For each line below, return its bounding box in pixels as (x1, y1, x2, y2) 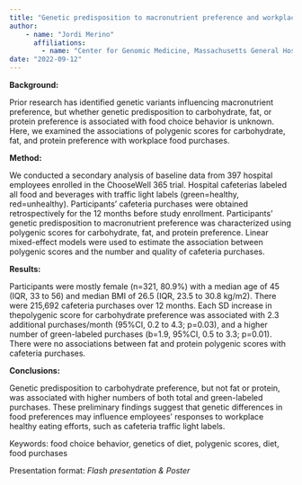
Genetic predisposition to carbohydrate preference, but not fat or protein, (9, 383, 280, 393)
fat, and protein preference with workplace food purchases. (9, 136, 230, 145)
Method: (9, 153, 42, 163)
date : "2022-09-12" (9, 55, 83, 64)
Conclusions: (9, 366, 60, 375)
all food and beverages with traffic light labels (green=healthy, (9, 190, 240, 199)
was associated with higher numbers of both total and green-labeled (9, 392, 263, 402)
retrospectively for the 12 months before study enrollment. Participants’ (9, 208, 273, 218)
